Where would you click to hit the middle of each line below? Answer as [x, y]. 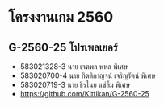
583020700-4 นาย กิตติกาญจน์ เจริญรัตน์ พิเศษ [88, 75]
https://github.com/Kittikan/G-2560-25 [84, 94]
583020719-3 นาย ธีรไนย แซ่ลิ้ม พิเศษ [75, 85]
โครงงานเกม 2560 [61, 17]
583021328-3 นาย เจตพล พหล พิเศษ [74, 67]
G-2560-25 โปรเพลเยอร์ [63, 47]
